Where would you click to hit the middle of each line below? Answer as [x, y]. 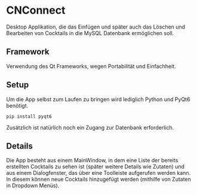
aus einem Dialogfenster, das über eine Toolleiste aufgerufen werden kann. [98, 173]
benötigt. [17, 105]
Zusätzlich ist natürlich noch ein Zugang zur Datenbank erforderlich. [90, 127]
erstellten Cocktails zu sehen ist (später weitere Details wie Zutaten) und [96, 166]
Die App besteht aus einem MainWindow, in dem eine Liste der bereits [92, 161]
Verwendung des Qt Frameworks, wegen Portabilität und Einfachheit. [91, 66]
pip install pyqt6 [29, 117]
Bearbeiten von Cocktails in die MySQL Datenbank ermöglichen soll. [90, 33]
